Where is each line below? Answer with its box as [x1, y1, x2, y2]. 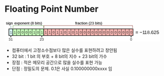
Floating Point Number [4, 3, 99, 15]
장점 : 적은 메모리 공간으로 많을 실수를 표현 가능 [11, 59, 102, 65]
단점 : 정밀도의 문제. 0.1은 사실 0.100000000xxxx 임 [11, 65, 113, 72]
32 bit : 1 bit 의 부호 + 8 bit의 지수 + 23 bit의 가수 [11, 53, 107, 59]
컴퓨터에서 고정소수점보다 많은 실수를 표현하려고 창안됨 [11, 47, 118, 53]
